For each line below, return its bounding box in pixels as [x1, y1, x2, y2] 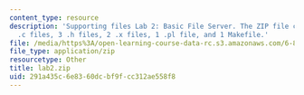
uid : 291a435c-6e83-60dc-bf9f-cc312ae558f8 [9, 72, 176, 81]
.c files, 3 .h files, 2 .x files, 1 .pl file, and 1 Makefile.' [17, 30, 270, 39]
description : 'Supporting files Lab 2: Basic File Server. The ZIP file [9, 22, 290, 31]
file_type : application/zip [9, 47, 116, 56]
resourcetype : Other [9, 55, 88, 64]
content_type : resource [9, 13, 100, 23]
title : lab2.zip [9, 64, 71, 73]
